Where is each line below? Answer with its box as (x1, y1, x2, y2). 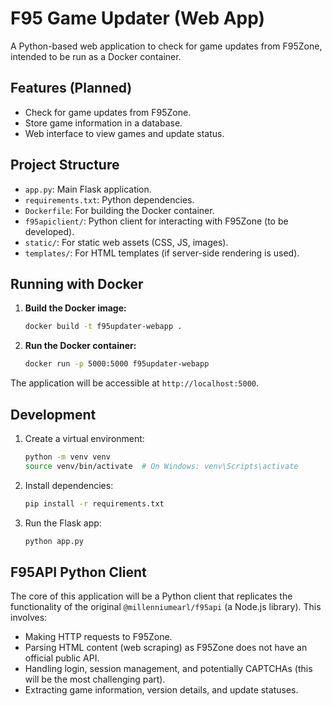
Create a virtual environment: (24, 432, 145, 444)
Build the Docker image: (24, 302, 127, 314)
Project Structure (10, 157, 120, 174)
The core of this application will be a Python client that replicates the (10, 590, 293, 602)
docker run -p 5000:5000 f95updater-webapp (24, 359, 210, 369)
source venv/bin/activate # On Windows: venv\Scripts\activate (24, 461, 299, 471)
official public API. (24, 652, 100, 664)
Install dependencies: (24, 479, 114, 491)
